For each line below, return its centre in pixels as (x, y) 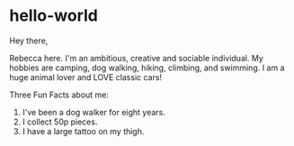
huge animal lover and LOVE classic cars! (86, 77)
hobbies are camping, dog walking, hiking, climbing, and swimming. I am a (147, 68)
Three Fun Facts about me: (59, 95)
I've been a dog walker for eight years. (94, 112)
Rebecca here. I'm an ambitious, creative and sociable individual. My (136, 58)
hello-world (54, 16)
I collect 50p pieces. (60, 122)
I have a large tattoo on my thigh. (83, 131)
